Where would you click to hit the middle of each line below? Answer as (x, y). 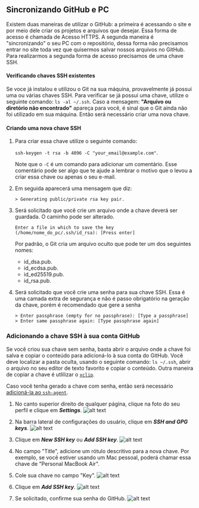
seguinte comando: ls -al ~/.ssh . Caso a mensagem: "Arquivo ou (89, 102)
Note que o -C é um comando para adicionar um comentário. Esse (96, 164)
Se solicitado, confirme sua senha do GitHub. (70, 498)
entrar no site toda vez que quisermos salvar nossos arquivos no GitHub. (96, 49)
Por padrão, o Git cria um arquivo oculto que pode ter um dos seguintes (103, 244)
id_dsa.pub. (38, 262)
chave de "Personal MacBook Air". (57, 463)
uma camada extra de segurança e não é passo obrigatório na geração (102, 299)
